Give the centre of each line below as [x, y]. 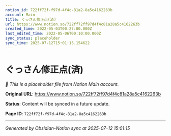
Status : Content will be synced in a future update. [58, 104]
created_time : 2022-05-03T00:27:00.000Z [49, 29]
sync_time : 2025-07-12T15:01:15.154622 [48, 43]
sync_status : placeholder [33, 39]
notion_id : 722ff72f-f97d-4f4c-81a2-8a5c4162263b [59, 10]
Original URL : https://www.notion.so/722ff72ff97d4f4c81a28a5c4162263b [83, 94]
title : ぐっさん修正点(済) [31, 19]
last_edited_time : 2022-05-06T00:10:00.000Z [53, 33]
